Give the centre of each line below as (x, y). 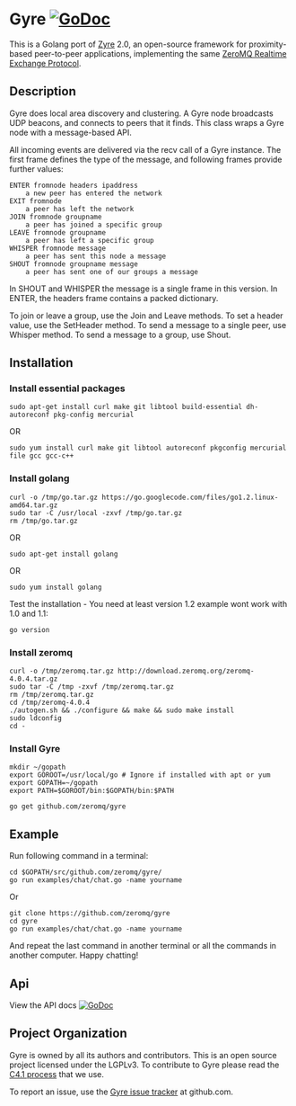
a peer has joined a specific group (94, 225)
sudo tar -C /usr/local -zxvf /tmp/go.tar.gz (96, 513)
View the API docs (43, 1005)
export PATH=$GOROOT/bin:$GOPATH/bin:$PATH (92, 791)
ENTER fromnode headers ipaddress (74, 185)
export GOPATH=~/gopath (54, 783)
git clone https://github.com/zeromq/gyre (90, 914)
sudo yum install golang (56, 587)
